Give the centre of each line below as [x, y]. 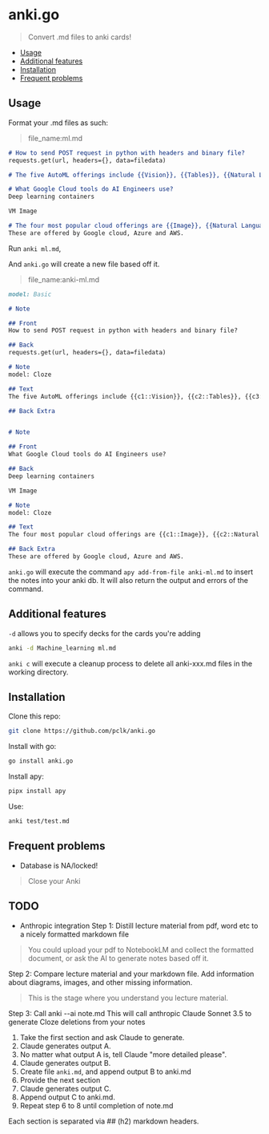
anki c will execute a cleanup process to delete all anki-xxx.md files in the [130, 663]
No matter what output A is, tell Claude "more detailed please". [123, 1054]
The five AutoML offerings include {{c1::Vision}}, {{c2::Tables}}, [125, 396]
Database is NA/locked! [59, 865]
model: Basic [30, 294]
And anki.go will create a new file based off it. [84, 264]
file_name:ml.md [55, 138]
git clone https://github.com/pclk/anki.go [82, 731]
